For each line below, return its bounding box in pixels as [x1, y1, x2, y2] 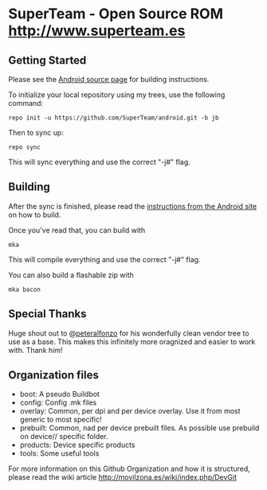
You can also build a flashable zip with [8, 270, 134, 280]
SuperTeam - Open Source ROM [8, 5, 223, 23]
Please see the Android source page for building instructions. [8, 75, 210, 84]
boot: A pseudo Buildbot [19, 390, 100, 399]
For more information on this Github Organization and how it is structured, [8, 464, 251, 474]
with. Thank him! [8, 345, 63, 355]
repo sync [8, 143, 41, 151]
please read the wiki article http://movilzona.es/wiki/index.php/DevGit [8, 472, 238, 482]
